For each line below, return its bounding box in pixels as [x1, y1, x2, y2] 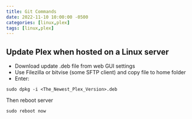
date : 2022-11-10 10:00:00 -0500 [6, 14, 89, 20]
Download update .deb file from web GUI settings [14, 62, 135, 70]
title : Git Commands [6, 8, 57, 15]
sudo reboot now [6, 108, 46, 114]
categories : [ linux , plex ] [6, 19, 70, 25]
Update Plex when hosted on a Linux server [6, 47, 170, 57]
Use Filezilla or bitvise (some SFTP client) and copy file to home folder [14, 69, 186, 76]
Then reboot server [6, 97, 53, 104]
